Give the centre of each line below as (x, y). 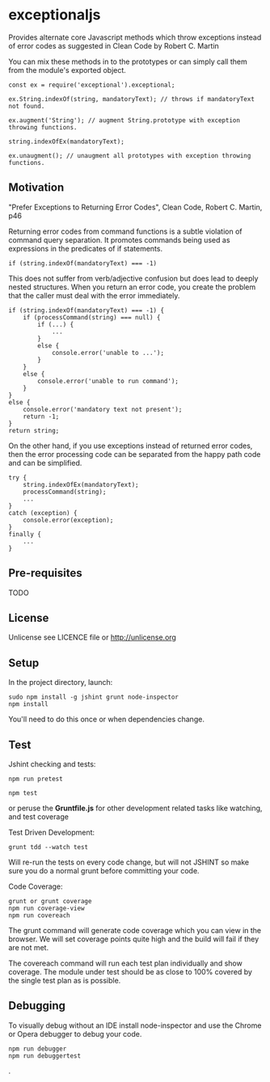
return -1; (41, 416)
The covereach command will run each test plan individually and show (125, 963)
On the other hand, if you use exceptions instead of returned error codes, (131, 446)
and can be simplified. (45, 463)
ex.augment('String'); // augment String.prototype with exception (124, 120)
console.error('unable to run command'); (108, 381)
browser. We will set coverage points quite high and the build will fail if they (134, 939)
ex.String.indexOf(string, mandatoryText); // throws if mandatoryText (131, 99)
